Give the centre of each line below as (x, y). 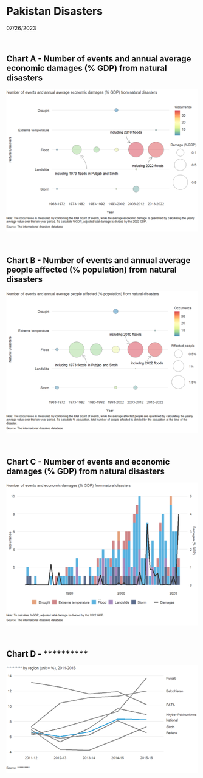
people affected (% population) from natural (92, 270)
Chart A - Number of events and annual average (99, 59)
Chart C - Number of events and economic (88, 462)
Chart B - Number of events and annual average (98, 260)
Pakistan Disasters (55, 11)
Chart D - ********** (47, 654)
